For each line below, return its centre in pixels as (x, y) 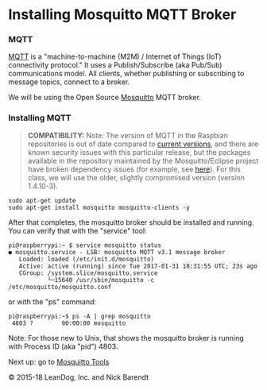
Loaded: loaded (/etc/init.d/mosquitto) (87, 259)
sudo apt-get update (43, 200)
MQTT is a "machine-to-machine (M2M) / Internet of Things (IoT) (115, 56)
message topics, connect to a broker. (69, 82)
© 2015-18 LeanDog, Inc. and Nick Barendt (79, 377)
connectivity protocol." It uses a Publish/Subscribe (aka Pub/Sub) (115, 65)
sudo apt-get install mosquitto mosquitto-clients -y (99, 207)
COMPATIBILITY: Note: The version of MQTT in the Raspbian (128, 135)
